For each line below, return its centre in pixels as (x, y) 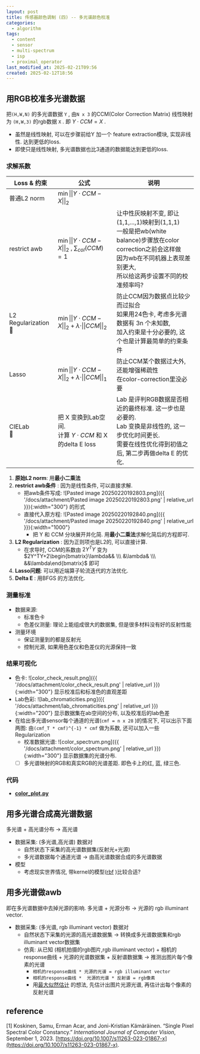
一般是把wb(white (141, 231)
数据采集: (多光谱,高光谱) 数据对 (54, 842)
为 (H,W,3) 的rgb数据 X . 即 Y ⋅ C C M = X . (56, 122)
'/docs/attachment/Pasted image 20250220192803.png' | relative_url (108, 499)
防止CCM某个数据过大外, (151, 361)
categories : (21, 23)
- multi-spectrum (33, 51)
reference (25, 1011)
